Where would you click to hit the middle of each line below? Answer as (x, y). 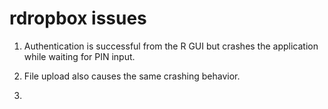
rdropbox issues (78, 18)
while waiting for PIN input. (79, 56)
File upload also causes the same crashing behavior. (132, 76)
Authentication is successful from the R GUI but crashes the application (171, 46)
